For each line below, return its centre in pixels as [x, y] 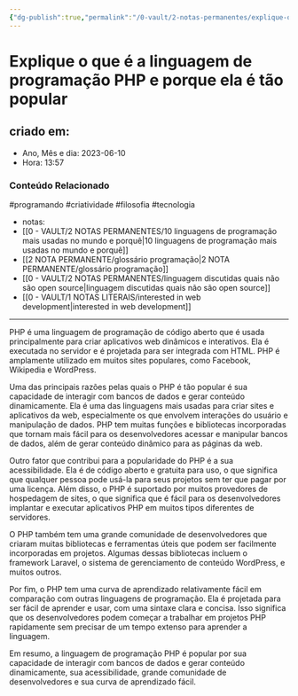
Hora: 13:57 [43, 162]
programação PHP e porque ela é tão [146, 80]
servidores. [30, 517]
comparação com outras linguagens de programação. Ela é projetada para [145, 598]
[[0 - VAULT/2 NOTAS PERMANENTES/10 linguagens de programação [149, 231]
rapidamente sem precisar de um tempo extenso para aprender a [128, 627]
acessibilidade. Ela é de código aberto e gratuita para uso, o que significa [143, 470]
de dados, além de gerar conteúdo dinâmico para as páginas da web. [136, 443]
